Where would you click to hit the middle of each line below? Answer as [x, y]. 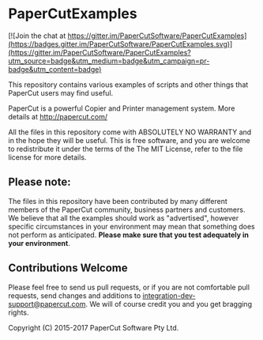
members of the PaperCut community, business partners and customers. [127, 210]
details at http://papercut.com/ [58, 116]
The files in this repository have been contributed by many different [118, 201]
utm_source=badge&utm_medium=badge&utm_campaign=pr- [109, 61]
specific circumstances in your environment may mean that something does [131, 226]
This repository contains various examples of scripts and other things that [128, 85]
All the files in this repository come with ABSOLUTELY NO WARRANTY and [130, 132]
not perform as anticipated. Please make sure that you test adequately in [128, 235]
